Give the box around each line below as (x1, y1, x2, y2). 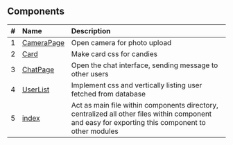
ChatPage (21, 65, 55, 74)
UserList (21, 85, 50, 94)
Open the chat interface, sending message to (71, 60, 218, 70)
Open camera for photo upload (71, 37, 172, 47)
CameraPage (21, 37, 64, 47)
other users (71, 69, 109, 78)
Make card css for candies (71, 49, 158, 58)
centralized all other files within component (71, 109, 212, 119)
